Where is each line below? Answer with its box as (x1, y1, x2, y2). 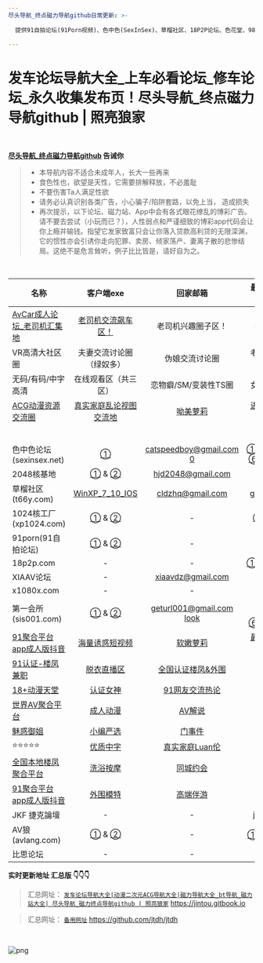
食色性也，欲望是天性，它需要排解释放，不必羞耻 (38, 177, 197, 187)
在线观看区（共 (74, 374, 129, 385)
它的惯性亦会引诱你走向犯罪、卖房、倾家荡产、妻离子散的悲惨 (38, 236, 239, 246)
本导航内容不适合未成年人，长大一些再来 (38, 168, 170, 177)
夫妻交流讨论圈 (77, 347, 133, 358)
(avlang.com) (12, 835, 61, 846)
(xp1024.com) (12, 519, 67, 530)
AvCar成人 (12, 309, 51, 320)
